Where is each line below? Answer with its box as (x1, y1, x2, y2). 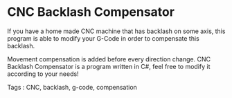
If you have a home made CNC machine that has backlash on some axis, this (7, 27, 226, 35)
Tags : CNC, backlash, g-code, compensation (7, 83, 137, 91)
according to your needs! (7, 70, 79, 78)
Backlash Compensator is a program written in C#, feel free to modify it (7, 62, 211, 70)
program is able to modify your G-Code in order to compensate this (7, 34, 199, 42)
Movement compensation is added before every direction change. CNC (7, 55, 211, 63)
